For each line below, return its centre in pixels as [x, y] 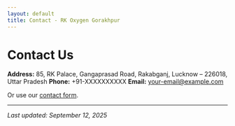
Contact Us [41, 55]
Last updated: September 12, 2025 [57, 115]
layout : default [31, 14]
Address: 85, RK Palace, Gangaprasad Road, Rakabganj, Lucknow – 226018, [117, 74]
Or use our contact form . [43, 95]
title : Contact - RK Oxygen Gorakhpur [64, 20]
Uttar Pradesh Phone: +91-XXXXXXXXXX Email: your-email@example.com [115, 82]
